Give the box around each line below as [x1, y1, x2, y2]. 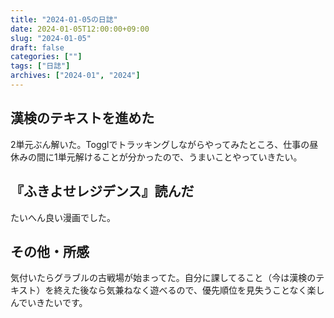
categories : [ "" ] [10, 52, 83, 62]
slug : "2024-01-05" [10, 33, 92, 43]
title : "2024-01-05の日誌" [10, 14, 118, 25]
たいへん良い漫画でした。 [10, 211, 116, 223]
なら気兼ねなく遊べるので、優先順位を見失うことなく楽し [88, 284, 325, 296]
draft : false [10, 42, 65, 53]
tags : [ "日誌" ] [10, 61, 71, 71]
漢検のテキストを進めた [10, 110, 155, 127]
